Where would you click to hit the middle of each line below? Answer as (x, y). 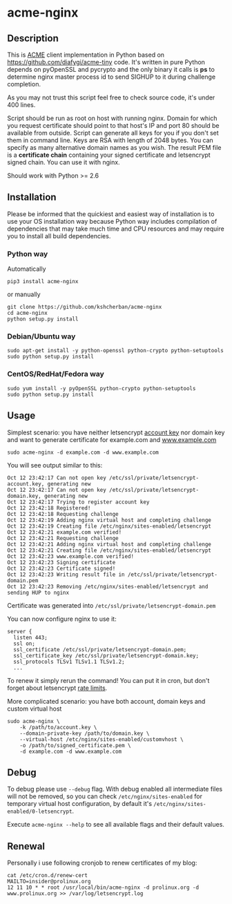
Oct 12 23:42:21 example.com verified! (65, 532)
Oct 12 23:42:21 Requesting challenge (63, 538)
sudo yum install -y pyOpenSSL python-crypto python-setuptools (101, 388)
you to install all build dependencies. (59, 235)
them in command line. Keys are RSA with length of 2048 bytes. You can (110, 140)
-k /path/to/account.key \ (58, 727)
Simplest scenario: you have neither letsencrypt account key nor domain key (116, 432)
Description (33, 38)
